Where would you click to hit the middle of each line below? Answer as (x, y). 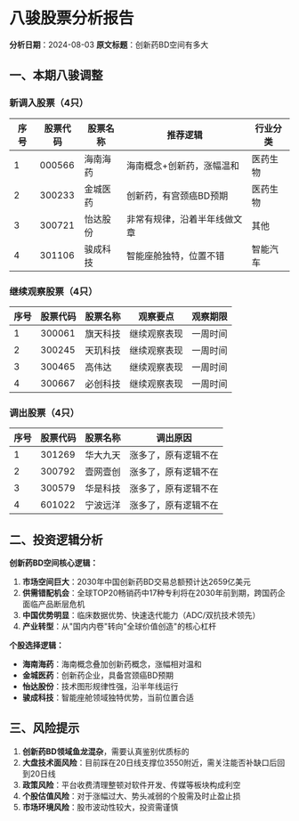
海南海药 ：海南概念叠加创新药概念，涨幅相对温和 (112, 664)
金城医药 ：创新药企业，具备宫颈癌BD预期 (98, 675)
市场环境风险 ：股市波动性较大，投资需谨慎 (100, 807)
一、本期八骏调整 (56, 75)
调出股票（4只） (44, 412)
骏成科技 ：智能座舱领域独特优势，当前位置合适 (108, 698)
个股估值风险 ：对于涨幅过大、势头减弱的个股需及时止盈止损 (131, 796)
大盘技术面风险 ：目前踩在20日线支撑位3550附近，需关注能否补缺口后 (149, 762)
